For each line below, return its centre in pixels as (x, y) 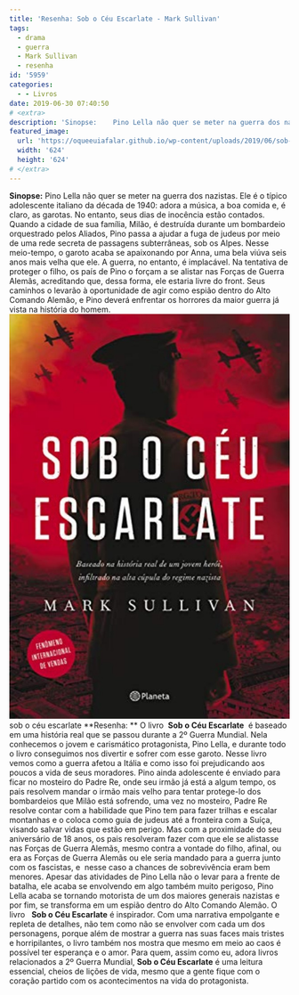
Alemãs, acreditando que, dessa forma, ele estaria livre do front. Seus (137, 281)
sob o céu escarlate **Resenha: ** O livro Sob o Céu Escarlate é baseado (148, 725)
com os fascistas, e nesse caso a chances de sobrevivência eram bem (140, 867)
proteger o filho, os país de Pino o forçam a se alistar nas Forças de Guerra (147, 271)
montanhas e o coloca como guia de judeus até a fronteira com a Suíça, (141, 820)
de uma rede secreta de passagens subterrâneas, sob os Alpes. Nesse (139, 243)
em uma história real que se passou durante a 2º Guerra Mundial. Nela (138, 734)
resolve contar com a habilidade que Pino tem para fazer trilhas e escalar (143, 810)
